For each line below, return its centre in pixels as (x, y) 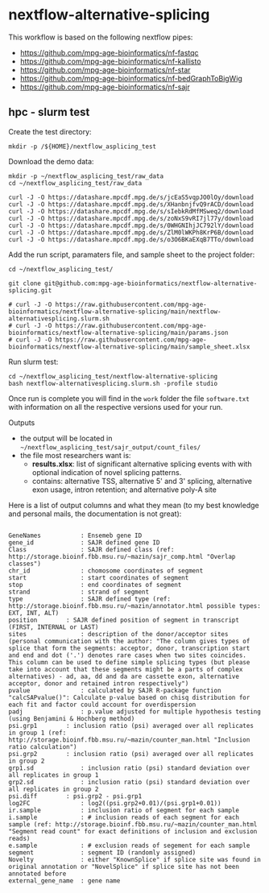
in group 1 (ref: (37, 733)
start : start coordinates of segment (99, 577)
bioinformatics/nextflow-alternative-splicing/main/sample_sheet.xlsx (129, 347)
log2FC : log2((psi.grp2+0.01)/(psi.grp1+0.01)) (115, 803)
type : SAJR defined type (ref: (90, 599)
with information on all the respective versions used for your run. (116, 407)
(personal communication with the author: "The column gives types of (129, 641)
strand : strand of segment (79, 592)
